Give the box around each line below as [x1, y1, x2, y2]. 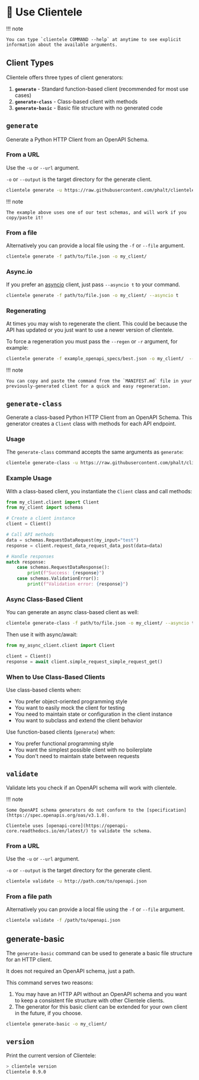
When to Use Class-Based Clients [6, 672, 105, 681]
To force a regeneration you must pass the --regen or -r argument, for [6, 338, 178, 345]
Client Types [6, 58, 54, 68]
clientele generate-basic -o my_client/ [6, 1020, 108, 1027]
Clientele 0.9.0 [6, 1069, 46, 1075]
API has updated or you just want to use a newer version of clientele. [6, 327, 174, 334]
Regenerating [6, 306, 46, 315]
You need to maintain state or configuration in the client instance [14, 710, 173, 718]
